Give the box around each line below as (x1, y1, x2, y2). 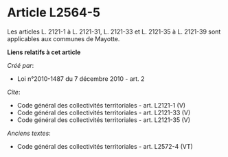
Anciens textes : (7, 129, 52, 137)
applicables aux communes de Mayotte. (7, 34, 120, 43)
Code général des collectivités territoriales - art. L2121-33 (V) (16, 108, 191, 117)
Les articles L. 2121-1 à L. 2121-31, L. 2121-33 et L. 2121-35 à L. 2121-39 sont (7, 27, 221, 36)
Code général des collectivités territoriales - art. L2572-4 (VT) (16, 142, 194, 150)
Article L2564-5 (7, 5, 101, 21)
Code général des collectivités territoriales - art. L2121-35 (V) (16, 115, 191, 124)
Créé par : (7, 61, 34, 69)
